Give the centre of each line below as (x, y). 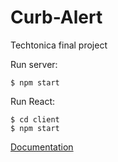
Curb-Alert (56, 17)
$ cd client (35, 119)
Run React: (33, 101)
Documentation (42, 147)
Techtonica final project (59, 45)
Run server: (34, 64)
